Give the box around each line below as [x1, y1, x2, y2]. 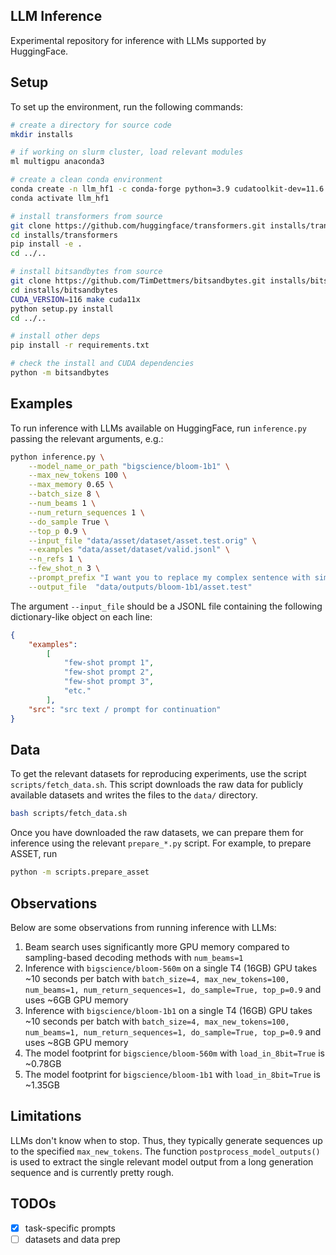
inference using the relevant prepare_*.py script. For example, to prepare [10, 837, 312, 849]
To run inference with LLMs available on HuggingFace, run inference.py [10, 422, 307, 434]
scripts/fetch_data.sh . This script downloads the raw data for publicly [10, 779, 304, 791]
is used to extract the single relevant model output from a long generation [10, 1155, 314, 1168]
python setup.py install [10, 304, 114, 314]
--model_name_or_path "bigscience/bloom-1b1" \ [28, 461, 230, 471]
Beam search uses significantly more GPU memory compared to [24, 940, 290, 953]
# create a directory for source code [10, 120, 172, 130]
